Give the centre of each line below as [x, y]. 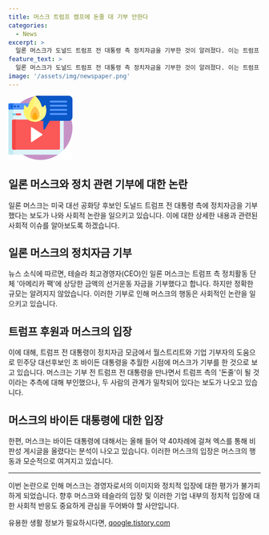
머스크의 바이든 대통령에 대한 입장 [86, 420]
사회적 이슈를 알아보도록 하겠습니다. [64, 225]
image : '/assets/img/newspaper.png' [69, 76]
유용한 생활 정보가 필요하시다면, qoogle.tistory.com [89, 523]
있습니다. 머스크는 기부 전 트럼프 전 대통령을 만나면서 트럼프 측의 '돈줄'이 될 [134, 372]
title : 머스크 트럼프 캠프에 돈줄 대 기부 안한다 [78, 17]
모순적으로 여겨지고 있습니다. [68, 461]
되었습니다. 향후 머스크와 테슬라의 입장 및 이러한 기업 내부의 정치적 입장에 [137, 496]
